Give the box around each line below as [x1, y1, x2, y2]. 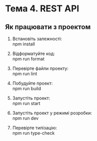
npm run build [12, 86, 41, 92]
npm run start [12, 100, 41, 106]
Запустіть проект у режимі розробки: [12, 110, 92, 116]
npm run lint [12, 71, 37, 77]
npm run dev [12, 115, 39, 121]
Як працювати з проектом [5, 23, 91, 31]
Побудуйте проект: [12, 80, 53, 86]
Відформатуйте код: [12, 50, 55, 56]
